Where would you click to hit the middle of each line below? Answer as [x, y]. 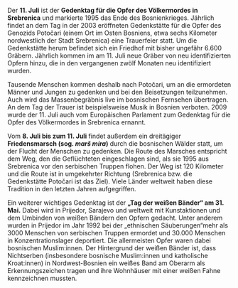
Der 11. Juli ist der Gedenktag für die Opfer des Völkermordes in [103, 10]
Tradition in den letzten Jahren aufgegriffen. [72, 189]
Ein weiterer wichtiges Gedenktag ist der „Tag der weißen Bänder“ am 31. [116, 203]
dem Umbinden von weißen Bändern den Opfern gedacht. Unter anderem [115, 218]
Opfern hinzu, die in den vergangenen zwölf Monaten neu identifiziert [109, 63]
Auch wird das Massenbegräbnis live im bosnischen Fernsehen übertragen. [118, 100]
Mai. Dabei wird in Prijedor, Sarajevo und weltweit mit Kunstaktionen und [114, 210]
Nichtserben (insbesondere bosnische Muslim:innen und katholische [108, 256]
